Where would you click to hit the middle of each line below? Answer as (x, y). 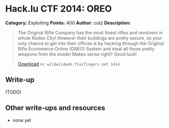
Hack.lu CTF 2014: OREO (59, 9)
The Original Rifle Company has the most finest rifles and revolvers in (90, 32)
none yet (22, 120)
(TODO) (13, 92)
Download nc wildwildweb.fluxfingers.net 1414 (69, 64)
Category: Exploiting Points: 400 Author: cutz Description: (68, 23)
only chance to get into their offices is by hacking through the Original (91, 43)
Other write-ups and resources (55, 108)
